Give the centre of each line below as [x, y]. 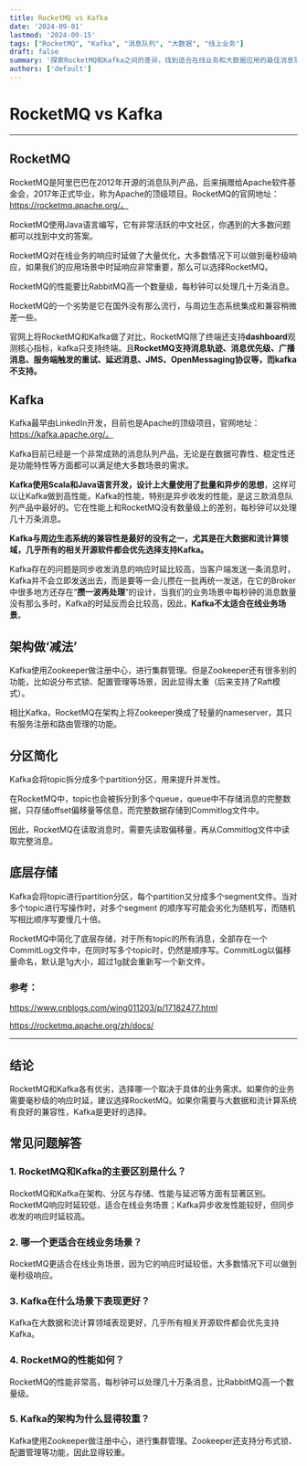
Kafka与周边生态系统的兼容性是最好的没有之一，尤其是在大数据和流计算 [145, 538]
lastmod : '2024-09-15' [53, 35]
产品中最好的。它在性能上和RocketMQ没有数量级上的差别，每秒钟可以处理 [157, 507]
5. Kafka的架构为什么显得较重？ [80, 1419]
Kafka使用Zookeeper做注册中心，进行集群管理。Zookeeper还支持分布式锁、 [153, 1440]
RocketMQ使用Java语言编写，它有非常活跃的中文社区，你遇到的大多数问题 [150, 224]
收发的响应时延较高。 [49, 1216]
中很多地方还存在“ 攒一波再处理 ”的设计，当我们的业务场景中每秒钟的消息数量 [153, 592]
